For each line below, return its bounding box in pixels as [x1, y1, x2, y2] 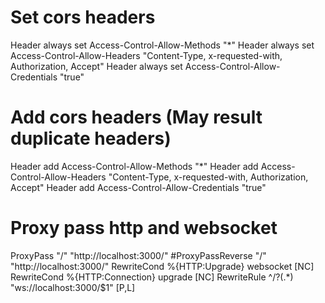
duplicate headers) [10, 127, 172, 150]
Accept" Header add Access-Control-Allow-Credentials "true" [10, 181, 267, 193]
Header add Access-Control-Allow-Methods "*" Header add [10, 160, 259, 172]
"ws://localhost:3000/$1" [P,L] [10, 281, 136, 293]
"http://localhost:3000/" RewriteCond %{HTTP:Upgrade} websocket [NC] [10, 260, 315, 272]
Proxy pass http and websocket [10, 217, 278, 240]
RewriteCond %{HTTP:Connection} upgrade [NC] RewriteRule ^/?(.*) [10, 271, 294, 283]
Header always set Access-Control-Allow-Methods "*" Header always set [10, 39, 315, 51]
